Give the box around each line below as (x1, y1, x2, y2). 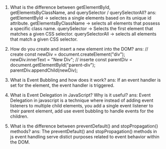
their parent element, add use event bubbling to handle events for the (10, 108, 154, 114)
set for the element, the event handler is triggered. (10, 82, 115, 88)
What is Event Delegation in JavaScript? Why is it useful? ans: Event (10, 92, 151, 98)
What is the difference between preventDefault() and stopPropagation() (10, 123, 158, 129)
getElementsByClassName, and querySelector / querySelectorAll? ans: (10, 10, 157, 16)
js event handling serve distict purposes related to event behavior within (10, 134, 159, 139)
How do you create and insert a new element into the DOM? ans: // (10, 46, 148, 52)
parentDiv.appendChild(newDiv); (10, 67, 78, 73)
